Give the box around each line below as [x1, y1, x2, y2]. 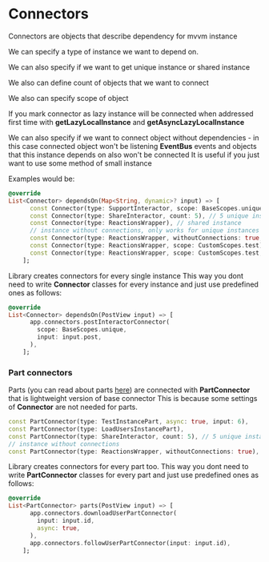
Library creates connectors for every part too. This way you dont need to [8, 462, 249, 472]
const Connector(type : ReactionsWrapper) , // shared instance [29, 219, 242, 227]
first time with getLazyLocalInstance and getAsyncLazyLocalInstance [8, 117, 245, 126]
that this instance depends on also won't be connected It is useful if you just [8, 150, 260, 159]
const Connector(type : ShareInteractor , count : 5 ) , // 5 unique [29, 211, 249, 220]
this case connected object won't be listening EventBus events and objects [8, 141, 258, 151]
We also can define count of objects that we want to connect [8, 78, 210, 87]
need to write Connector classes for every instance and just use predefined [8, 279, 259, 289]
